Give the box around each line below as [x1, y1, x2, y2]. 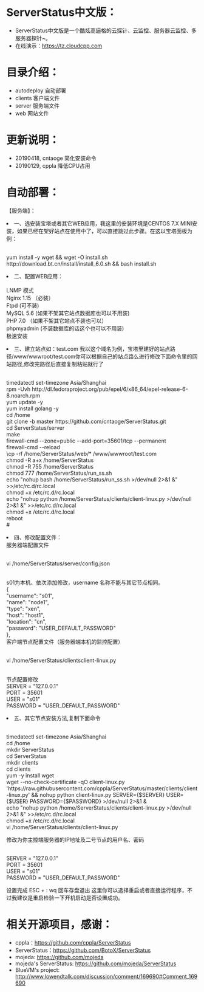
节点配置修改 [6, 675, 38, 683]
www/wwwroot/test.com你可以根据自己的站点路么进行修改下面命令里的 [13, 353, 192, 360]
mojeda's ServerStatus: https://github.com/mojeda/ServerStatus [15, 960, 177, 967]
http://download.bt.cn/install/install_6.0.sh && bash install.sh [6, 260, 157, 267]
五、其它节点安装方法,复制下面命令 [14, 714, 101, 722]
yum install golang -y [6, 405, 59, 412]
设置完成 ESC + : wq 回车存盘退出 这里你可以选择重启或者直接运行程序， [6, 886, 188, 894]
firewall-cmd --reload [6, 443, 61, 450]
